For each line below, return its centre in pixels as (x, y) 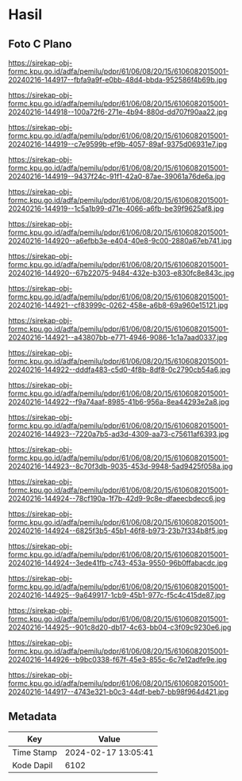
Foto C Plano (40, 44)
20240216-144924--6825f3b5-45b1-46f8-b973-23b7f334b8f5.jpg (118, 530)
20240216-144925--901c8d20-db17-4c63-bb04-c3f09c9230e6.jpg (120, 627)
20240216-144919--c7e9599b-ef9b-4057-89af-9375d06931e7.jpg (118, 144)
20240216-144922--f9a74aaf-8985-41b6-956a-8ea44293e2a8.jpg (119, 402)
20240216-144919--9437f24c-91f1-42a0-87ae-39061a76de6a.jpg (117, 176)
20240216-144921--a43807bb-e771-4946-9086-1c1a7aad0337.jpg (118, 337)
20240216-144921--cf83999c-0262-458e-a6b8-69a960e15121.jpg (118, 305)
